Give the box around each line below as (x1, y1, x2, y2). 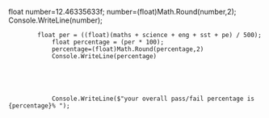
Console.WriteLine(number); (8, 15, 103, 25)
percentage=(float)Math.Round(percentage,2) (51, 45, 204, 53)
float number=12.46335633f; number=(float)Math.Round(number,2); (8, 7, 237, 16)
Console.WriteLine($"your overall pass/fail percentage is (51, 95, 254, 103)
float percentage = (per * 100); (51, 38, 164, 46)
